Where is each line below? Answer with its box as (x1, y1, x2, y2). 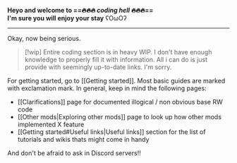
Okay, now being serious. (7, 35, 81, 42)
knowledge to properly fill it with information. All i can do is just (24, 56, 208, 64)
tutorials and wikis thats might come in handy (17, 135, 150, 143)
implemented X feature (17, 120, 85, 128)
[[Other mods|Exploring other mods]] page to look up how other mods (17, 113, 222, 121)
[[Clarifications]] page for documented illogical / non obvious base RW (17, 98, 224, 106)
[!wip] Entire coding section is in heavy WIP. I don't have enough (24, 48, 212, 56)
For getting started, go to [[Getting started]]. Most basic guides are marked (7, 77, 226, 85)
